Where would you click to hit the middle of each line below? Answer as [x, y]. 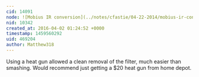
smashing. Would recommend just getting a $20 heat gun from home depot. [99, 68]
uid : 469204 [21, 39]
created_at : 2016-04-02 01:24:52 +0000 [55, 28]
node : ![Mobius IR [29, 17]
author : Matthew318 [30, 45]
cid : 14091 [20, 12]
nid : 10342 [20, 23]
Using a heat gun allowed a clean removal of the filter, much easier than [94, 61]
